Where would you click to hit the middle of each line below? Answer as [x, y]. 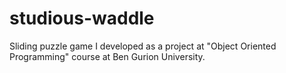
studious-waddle [82, 18]
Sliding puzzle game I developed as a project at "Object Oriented [143, 46]
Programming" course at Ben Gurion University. [107, 56]
